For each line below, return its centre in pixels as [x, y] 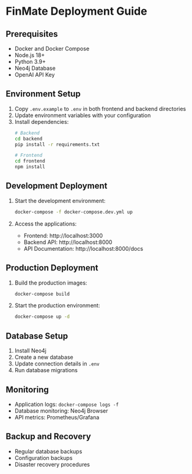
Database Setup [37, 336]
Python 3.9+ [30, 62]
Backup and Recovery [48, 437]
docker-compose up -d [42, 317]
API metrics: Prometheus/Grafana [57, 417]
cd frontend [30, 161]
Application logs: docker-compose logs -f [67, 404]
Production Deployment [52, 268]
